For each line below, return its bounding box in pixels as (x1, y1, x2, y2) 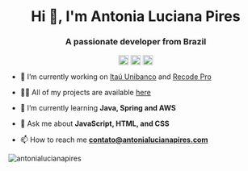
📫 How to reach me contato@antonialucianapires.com (19, 135, 208, 144)
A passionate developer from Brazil (65, 36, 207, 48)
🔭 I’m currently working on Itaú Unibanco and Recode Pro (19, 72, 212, 81)
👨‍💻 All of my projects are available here (19, 87, 151, 97)
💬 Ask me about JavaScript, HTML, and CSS (19, 119, 170, 128)
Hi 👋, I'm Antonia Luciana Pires (31, 7, 241, 26)
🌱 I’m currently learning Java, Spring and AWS (19, 102, 176, 112)
